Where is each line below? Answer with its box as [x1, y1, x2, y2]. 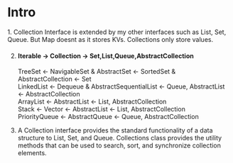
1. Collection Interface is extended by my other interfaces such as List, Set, [7, 28, 227, 36]
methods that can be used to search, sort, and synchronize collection [17, 141, 222, 150]
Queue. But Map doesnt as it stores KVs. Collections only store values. [7, 35, 214, 43]
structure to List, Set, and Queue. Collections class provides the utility [17, 134, 222, 142]
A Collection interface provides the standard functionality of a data [17, 126, 213, 135]
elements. [17, 149, 48, 157]
